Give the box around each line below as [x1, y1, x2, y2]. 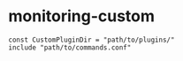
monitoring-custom [8, 6, 156, 27]
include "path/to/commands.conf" [8, 42, 132, 52]
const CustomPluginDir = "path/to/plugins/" [8, 35, 175, 44]
